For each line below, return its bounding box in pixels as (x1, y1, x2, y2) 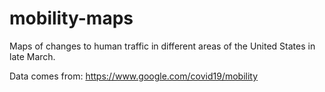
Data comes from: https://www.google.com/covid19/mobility (9, 70, 259, 82)
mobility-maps (9, 7, 134, 30)
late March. (9, 50, 56, 62)
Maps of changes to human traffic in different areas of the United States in (9, 40, 316, 52)
